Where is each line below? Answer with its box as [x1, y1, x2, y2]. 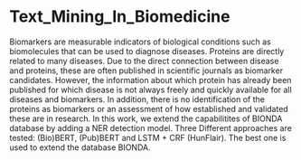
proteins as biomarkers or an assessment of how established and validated [9, 103, 289, 114]
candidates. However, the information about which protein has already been [9, 74, 292, 85]
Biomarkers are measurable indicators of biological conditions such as [9, 36, 271, 47]
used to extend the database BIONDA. [9, 142, 151, 153]
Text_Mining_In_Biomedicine [9, 6, 230, 27]
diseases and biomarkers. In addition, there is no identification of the [9, 93, 265, 105]
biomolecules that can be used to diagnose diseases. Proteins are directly [9, 45, 285, 56]
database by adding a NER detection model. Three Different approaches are [9, 122, 292, 133]
